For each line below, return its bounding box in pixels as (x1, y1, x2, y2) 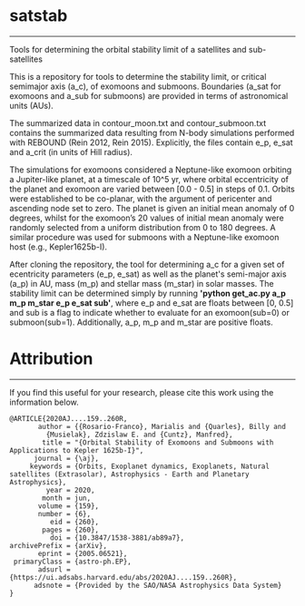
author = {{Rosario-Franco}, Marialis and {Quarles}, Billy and (37, 422, 286, 431)
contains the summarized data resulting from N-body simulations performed (9, 127, 295, 138)
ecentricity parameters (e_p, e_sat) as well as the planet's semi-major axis (9, 269, 288, 279)
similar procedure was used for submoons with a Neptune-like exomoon (9, 231, 280, 242)
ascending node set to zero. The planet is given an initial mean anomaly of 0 (9, 202, 295, 213)
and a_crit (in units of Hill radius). (9, 146, 133, 157)
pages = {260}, (42, 525, 100, 534)
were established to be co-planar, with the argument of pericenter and (9, 192, 272, 204)
